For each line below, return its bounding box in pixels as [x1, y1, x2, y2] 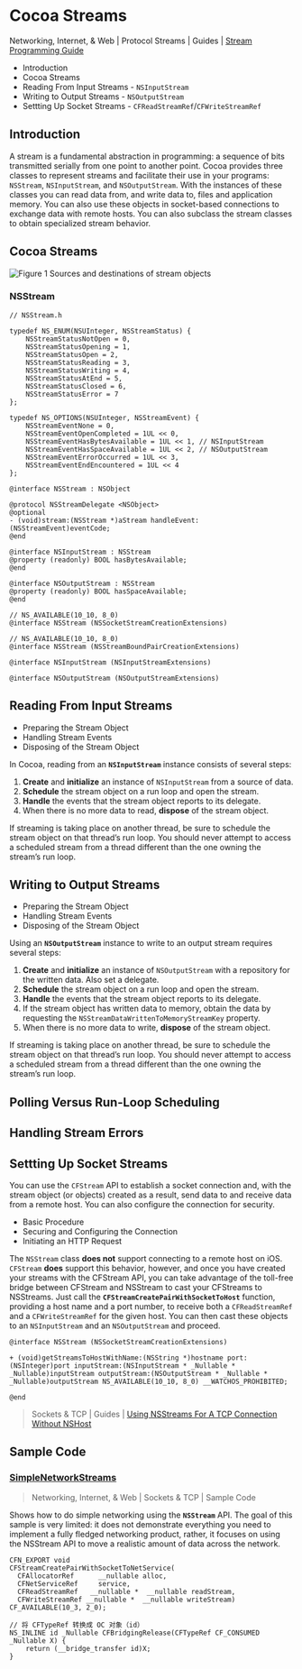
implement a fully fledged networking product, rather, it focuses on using [9, 1528, 281, 1539]
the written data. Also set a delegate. [22, 975, 160, 986]
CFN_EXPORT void [9, 1555, 70, 1564]
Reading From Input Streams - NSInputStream [22, 81, 189, 92]
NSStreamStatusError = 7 [25, 390, 119, 399]
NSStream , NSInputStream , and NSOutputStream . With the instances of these [9, 179, 282, 190]
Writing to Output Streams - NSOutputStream [22, 91, 185, 102]
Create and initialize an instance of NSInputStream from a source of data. [22, 776, 294, 787]
